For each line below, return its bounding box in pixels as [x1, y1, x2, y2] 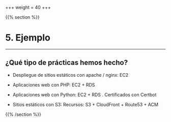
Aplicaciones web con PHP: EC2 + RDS [12, 81, 95, 88]
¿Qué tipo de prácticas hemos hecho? [5, 58, 128, 67]
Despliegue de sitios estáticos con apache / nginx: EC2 [12, 72, 129, 78]
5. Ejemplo [5, 32, 51, 44]
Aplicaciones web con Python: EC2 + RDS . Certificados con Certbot [12, 91, 157, 98]
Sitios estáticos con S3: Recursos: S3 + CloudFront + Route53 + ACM [12, 101, 159, 107]
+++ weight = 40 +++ [5, 5, 51, 10]
